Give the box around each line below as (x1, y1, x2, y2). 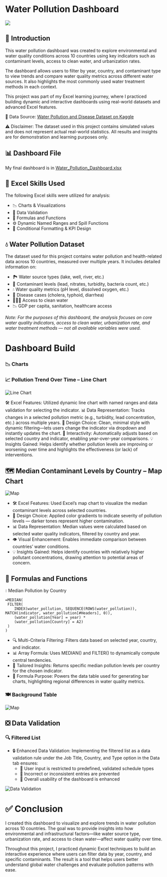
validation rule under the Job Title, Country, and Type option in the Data (12, 755, 160, 761)
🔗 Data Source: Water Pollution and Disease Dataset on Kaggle (5, 113, 134, 119)
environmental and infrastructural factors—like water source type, (5, 831, 141, 837)
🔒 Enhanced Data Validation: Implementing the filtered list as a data (12, 748, 151, 754)
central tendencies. (12, 657, 52, 663)
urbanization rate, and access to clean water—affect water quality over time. (5, 836, 163, 842)
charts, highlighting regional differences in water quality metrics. (12, 678, 145, 685)
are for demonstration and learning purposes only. (5, 134, 109, 140)
